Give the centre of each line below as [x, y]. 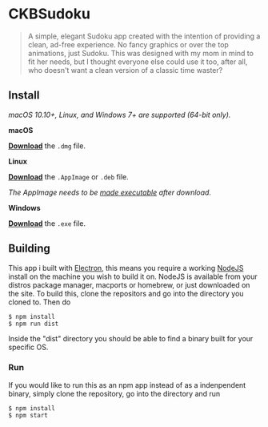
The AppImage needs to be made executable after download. [110, 192]
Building [29, 249]
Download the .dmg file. [47, 146]
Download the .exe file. [47, 223]
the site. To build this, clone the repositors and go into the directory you [126, 293]
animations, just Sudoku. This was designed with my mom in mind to [141, 53]
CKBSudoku [49, 14]
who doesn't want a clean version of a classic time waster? [125, 70]
